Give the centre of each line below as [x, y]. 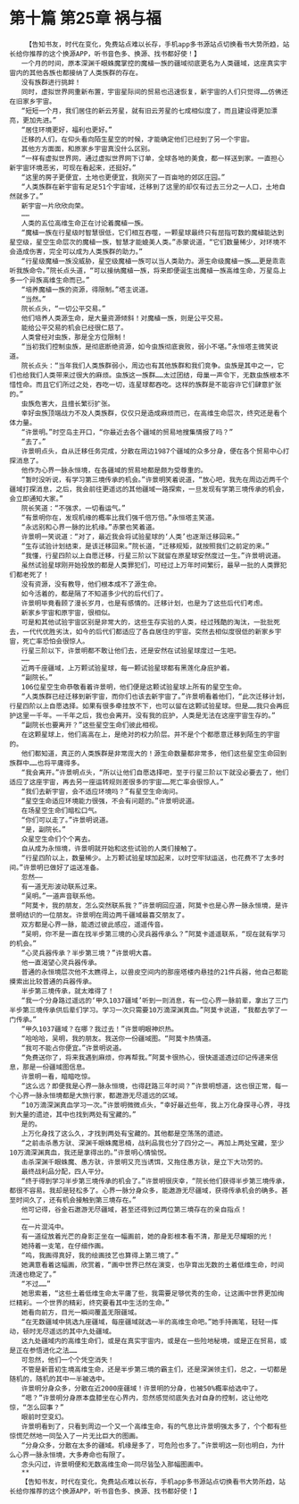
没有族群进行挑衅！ [51, 82]
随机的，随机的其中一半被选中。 [59, 1379]
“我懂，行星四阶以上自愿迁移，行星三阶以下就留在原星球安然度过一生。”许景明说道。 [153, 555]
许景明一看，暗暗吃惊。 [58, 1077]
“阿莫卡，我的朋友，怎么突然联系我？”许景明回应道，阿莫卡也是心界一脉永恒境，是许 [154, 905]
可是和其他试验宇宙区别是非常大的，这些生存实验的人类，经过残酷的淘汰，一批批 [147, 622]
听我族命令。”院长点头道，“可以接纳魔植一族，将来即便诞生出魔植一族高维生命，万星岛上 [148, 270]
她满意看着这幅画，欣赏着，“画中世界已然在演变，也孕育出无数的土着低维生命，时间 [153, 1265]
